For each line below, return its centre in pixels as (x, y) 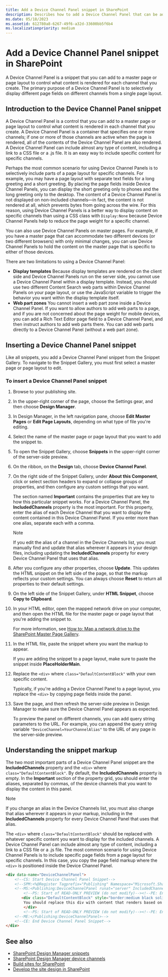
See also (19, 941)
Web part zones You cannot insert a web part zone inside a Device (82, 303)
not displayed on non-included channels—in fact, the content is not (75, 200)
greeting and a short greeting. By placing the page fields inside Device (78, 184)
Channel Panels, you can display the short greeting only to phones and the (82, 189)
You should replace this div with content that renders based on (93, 903)
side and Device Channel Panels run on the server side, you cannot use (86, 276)
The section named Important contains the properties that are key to (84, 496)
